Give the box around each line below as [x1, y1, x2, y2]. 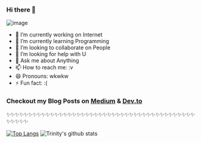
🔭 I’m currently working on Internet [15, 31, 103, 38]
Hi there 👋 [6, 5, 37, 14]
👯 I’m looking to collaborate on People [15, 44, 111, 51]
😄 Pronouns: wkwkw [15, 72, 69, 80]
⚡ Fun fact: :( [15, 79, 48, 87]
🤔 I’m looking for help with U [15, 51, 86, 58]
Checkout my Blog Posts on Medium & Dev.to [6, 97, 143, 105]
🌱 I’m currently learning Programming [15, 38, 110, 45]
